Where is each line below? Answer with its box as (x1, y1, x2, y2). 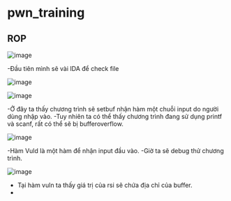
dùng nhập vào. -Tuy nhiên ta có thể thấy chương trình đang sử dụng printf (7, 113, 222, 120)
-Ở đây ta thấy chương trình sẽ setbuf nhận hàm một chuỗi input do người (7, 105, 219, 113)
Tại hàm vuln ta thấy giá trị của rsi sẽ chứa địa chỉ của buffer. (17, 181, 193, 189)
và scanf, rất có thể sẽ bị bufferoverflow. (7, 120, 124, 128)
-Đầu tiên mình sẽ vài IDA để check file (7, 65, 119, 72)
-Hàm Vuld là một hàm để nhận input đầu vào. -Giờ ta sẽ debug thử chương (7, 147, 225, 154)
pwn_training (7, 5, 85, 21)
